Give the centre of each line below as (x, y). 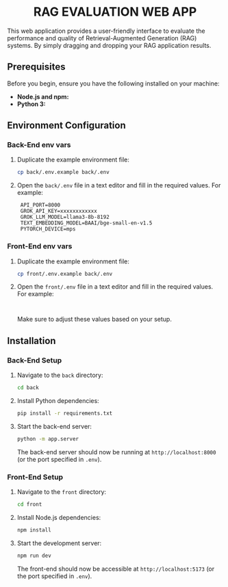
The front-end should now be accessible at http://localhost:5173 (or (116, 569)
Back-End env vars (39, 145)
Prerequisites (36, 67)
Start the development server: (59, 543)
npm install (34, 530)
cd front (29, 505)
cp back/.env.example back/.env (63, 172)
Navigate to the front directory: (62, 492)
